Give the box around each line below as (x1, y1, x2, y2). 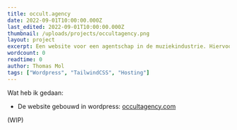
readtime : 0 (7, 56, 42, 63)
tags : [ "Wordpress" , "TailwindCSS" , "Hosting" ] (7, 69, 150, 76)
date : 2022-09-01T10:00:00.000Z (7, 17, 102, 24)
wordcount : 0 (7, 50, 46, 57)
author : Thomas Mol (7, 63, 65, 70)
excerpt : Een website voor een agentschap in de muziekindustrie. (7, 43, 207, 50)
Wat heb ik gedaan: (7, 89, 63, 97)
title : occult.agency (7, 10, 71, 18)
